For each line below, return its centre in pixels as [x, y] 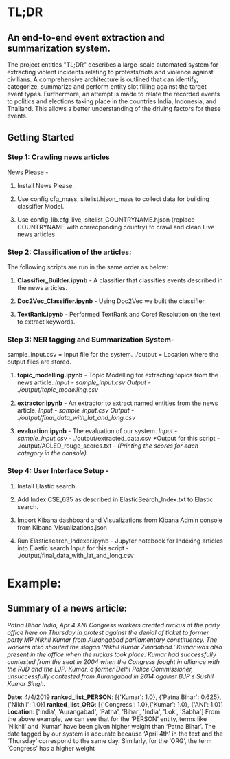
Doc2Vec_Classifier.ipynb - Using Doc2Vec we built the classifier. [111, 301]
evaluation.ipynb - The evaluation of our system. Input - [97, 431]
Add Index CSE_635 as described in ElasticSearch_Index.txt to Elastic [115, 499]
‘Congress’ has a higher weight [51, 748]
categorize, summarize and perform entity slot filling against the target [107, 86]
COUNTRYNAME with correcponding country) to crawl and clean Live [116, 227]
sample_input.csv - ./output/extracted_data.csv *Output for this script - [118, 439]
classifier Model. [41, 206]
